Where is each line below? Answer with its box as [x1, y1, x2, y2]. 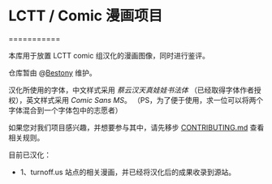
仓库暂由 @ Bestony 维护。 [8, 67, 97, 77]
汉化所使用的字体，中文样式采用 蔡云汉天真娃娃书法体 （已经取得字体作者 [8, 85, 254, 95]
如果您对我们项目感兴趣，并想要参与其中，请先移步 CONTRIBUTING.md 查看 [8, 122, 265, 132]
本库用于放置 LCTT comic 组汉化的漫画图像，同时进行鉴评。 [8, 50, 209, 60]
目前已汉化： [8, 150, 51, 160]
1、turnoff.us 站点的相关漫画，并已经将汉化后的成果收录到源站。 [19, 167, 236, 177]
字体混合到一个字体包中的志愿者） [8, 105, 123, 115]
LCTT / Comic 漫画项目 [8, 6, 163, 25]
